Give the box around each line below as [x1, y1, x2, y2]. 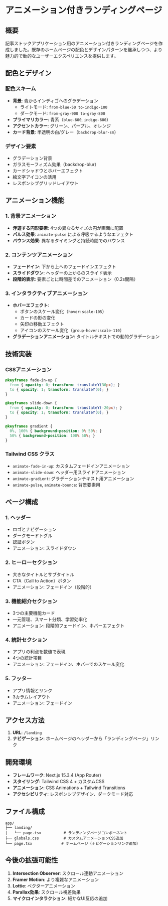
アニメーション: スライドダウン [12, 545, 77, 551]
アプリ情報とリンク [12, 687, 53, 693]
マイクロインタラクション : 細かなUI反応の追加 [12, 895, 108, 901]
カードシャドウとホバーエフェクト [12, 168, 83, 174]
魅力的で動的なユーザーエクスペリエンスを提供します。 [5, 53, 119, 59]
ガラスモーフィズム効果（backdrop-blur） [12, 161, 99, 167]
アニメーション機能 [5, 196, 65, 205]
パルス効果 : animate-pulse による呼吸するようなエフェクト [12, 231, 134, 237]
